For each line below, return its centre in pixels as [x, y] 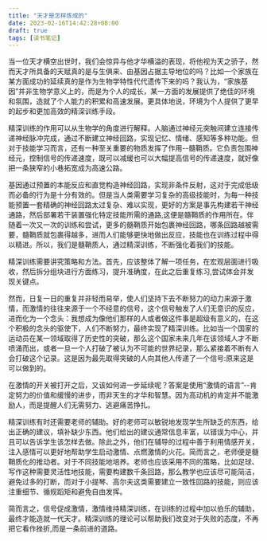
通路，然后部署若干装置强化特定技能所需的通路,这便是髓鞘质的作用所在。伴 [131, 215]
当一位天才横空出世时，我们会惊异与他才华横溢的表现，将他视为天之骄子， [130, 61]
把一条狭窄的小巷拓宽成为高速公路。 [68, 168]
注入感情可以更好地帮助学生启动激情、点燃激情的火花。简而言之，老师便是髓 [133, 452]
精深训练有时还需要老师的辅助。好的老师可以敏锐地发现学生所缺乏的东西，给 [133, 422]
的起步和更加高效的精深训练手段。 [64, 112]
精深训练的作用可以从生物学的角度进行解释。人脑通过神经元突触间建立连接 [130, 128]
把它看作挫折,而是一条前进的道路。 [65, 529]
